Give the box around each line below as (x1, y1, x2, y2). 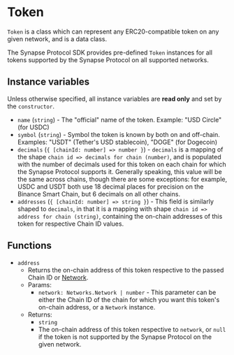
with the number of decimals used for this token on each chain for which (17, 160, 226, 168)
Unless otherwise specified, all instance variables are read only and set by (7, 94, 222, 103)
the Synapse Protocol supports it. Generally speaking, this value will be (17, 167, 222, 175)
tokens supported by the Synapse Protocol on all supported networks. (7, 55, 210, 64)
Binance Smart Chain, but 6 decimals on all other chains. (17, 189, 180, 198)
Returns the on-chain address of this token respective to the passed (27, 266, 224, 274)
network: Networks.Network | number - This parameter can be (38, 288, 217, 296)
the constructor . (7, 102, 54, 110)
